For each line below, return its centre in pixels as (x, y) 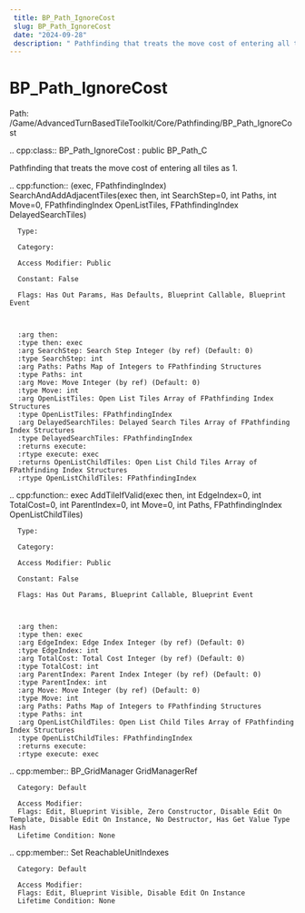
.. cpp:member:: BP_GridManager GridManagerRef (103, 771)
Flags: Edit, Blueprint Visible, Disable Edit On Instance (132, 893)
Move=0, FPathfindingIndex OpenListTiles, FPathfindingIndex (124, 205)
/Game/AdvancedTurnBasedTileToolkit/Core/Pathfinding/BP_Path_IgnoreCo (151, 123)
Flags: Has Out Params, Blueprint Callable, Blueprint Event (136, 595)
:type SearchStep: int (60, 359)
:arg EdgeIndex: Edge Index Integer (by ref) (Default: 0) (132, 643)
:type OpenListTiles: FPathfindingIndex (95, 415)
